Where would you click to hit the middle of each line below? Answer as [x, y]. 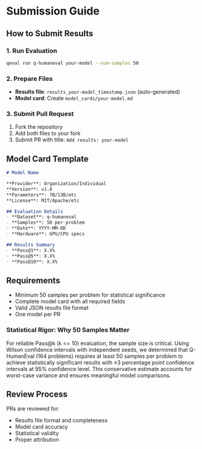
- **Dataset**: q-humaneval [42, 217]
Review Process [37, 394]
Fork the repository [39, 127]
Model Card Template [47, 159]
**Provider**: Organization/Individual [56, 184]
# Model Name [23, 173]
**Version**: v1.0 [29, 189]
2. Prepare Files [30, 79]
